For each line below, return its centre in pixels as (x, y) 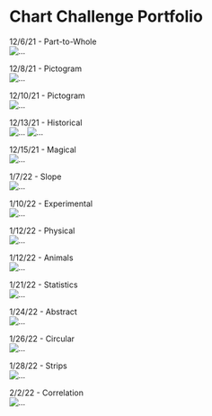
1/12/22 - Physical (42, 231)
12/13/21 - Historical (46, 122)
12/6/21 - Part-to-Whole (53, 41)
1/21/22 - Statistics (44, 285)
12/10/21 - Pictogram (47, 95)
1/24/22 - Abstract (44, 312)
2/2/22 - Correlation (46, 393)
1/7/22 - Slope (35, 176)
